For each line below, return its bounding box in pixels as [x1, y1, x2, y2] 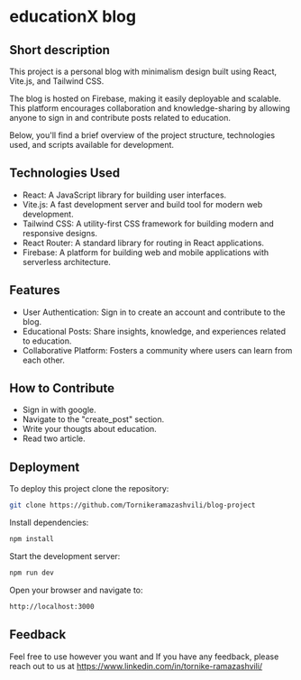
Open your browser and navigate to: [9, 584, 143, 595]
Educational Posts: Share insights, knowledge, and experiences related [22, 326, 287, 336]
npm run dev [9, 568, 54, 577]
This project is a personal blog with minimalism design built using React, [9, 66, 278, 77]
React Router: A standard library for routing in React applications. [22, 237, 264, 248]
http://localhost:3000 [9, 602, 95, 611]
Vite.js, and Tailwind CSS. [9, 76, 105, 87]
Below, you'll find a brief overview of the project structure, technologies [9, 130, 276, 141]
